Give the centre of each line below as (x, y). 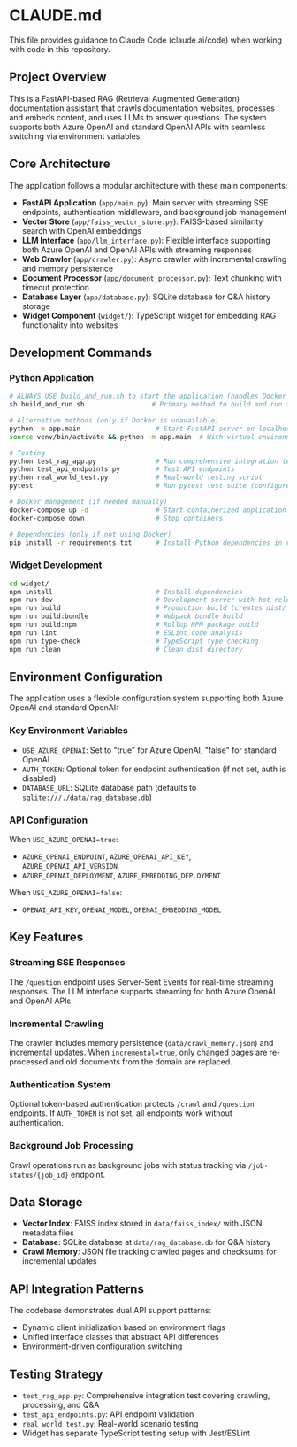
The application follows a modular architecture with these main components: (148, 185)
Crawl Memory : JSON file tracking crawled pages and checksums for (149, 1252)
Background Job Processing (71, 1146)
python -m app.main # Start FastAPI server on (132, 429)
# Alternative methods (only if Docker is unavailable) (114, 421)
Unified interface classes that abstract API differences (120, 1337)
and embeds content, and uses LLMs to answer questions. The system (138, 117)
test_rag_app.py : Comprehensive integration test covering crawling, (146, 1395)
